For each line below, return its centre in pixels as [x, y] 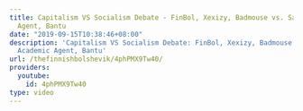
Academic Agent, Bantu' [62, 51]
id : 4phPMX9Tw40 [56, 84]
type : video [32, 92]
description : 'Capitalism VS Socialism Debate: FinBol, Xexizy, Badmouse [151, 43]
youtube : [34, 76]
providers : [30, 68]
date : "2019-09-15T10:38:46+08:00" [76, 34]
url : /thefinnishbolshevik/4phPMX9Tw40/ [87, 59]
